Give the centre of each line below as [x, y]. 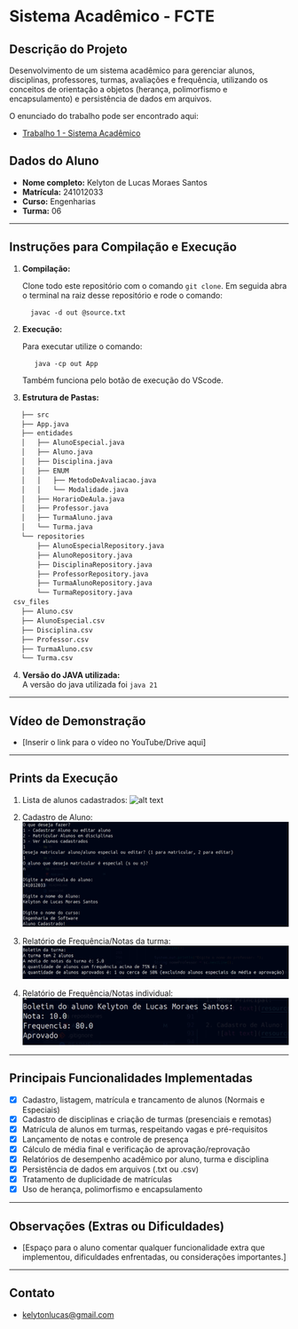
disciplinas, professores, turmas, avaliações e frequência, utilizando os [139, 80]
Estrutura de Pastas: [60, 397]
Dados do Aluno [54, 161]
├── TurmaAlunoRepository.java [94, 584]
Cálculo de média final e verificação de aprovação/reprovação [136, 1149]
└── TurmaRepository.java [85, 593]
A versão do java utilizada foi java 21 [90, 685]
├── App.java [45, 424]
